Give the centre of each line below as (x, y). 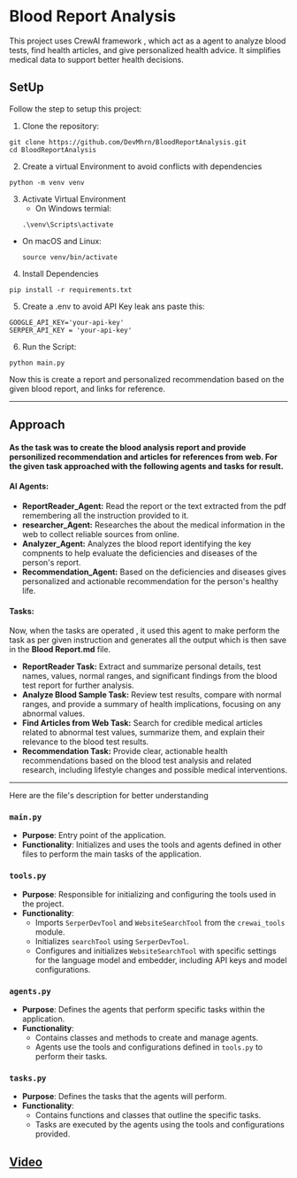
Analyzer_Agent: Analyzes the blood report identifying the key (137, 543)
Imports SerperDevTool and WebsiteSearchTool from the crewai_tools (160, 922)
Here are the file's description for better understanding (109, 796)
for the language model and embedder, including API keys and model (161, 960)
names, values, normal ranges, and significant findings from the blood (149, 676)
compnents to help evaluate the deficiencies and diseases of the (140, 553)
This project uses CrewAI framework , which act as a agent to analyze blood (148, 41)
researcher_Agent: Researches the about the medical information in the (153, 525)
